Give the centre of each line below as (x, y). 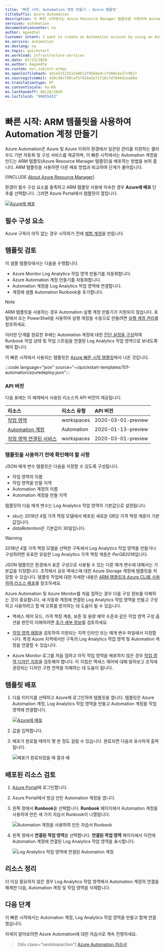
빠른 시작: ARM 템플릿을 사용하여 (68, 122)
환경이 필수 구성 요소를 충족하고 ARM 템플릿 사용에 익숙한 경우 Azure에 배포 (78, 187)
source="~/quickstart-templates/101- (93, 367)
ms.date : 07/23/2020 (26, 60)
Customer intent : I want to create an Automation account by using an (79, 37)
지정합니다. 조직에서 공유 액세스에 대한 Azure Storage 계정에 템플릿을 (85, 571)
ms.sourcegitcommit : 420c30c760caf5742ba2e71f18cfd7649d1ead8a (71, 78)
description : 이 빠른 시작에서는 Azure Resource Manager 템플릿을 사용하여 (76, 19)
